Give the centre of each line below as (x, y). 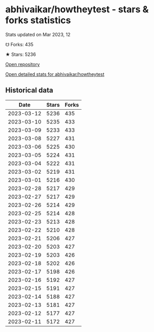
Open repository (23, 64)
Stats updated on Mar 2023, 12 (38, 34)
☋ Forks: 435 (20, 44)
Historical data (29, 90)
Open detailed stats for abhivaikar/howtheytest (55, 74)
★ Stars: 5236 (21, 54)
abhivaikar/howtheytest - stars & (77, 9)
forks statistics (38, 20)
